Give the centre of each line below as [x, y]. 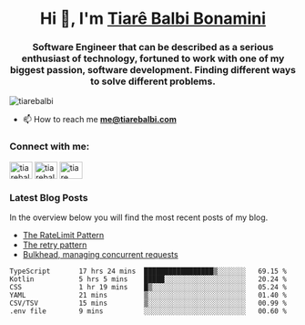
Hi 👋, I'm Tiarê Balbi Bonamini [153, 19]
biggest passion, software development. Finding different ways [153, 70]
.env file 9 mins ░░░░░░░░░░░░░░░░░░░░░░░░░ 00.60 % [148, 311]
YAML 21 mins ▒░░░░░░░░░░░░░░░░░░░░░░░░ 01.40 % [148, 296]
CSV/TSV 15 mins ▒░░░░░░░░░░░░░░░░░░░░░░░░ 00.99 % [148, 304]
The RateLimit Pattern [63, 236]
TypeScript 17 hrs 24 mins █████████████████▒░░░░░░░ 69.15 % [148, 272]
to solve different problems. [153, 81]
